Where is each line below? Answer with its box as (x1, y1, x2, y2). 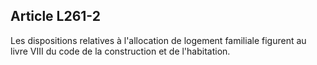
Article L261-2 (10, 8, 101, 25)
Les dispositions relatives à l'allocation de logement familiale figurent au (10, 34, 307, 46)
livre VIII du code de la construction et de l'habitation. (10, 45, 231, 57)
